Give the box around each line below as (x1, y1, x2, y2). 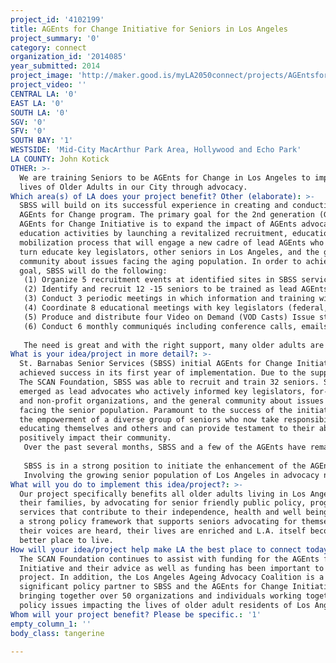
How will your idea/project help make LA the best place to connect (10, 544, 302, 555)
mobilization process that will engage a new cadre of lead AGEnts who (19, 237, 325, 248)
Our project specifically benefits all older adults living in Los (19, 489, 307, 499)
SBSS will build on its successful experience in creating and (19, 201, 288, 211)
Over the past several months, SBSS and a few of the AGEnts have (23, 442, 307, 453)
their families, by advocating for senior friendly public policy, (19, 498, 307, 508)
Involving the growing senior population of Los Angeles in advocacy (23, 470, 320, 480)
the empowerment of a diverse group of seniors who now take (19, 414, 280, 425)
